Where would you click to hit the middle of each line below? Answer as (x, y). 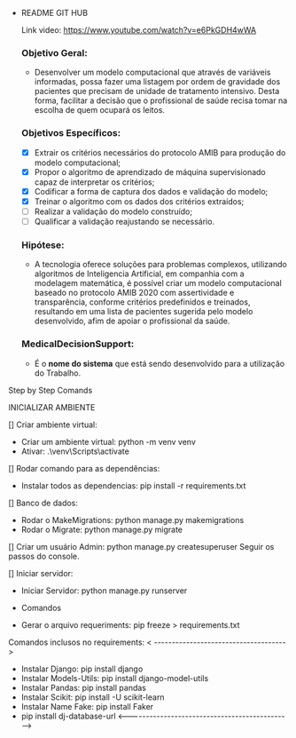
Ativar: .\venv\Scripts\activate (75, 451)
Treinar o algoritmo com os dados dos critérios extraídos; (139, 201)
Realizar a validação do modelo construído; (113, 211)
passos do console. (44, 556)
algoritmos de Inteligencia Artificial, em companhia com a (139, 274)
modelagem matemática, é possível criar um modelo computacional (158, 283)
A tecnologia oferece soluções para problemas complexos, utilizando (160, 265)
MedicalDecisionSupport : (78, 344)
